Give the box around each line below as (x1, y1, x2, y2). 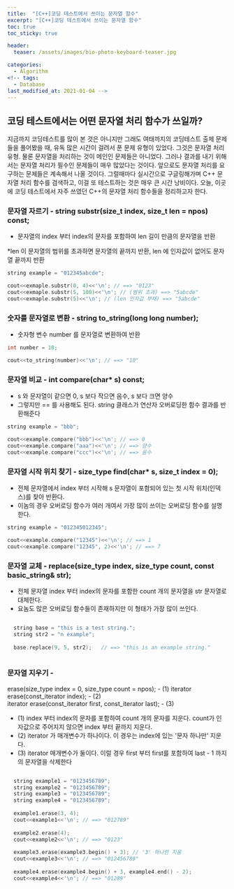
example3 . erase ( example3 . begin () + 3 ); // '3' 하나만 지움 (13, 849, 182, 856)
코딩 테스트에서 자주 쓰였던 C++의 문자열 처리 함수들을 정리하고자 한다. (14, 187, 208, 196)
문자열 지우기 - (7, 668, 54, 678)
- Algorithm (13, 68, 49, 75)
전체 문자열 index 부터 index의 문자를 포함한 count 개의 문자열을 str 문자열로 (17, 587, 227, 596)
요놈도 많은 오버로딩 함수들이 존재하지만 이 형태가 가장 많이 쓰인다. (17, 605, 198, 613)
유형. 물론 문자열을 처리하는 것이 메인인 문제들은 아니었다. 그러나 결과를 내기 (7, 152, 214, 161)
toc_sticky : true (7, 29, 58, 37)
